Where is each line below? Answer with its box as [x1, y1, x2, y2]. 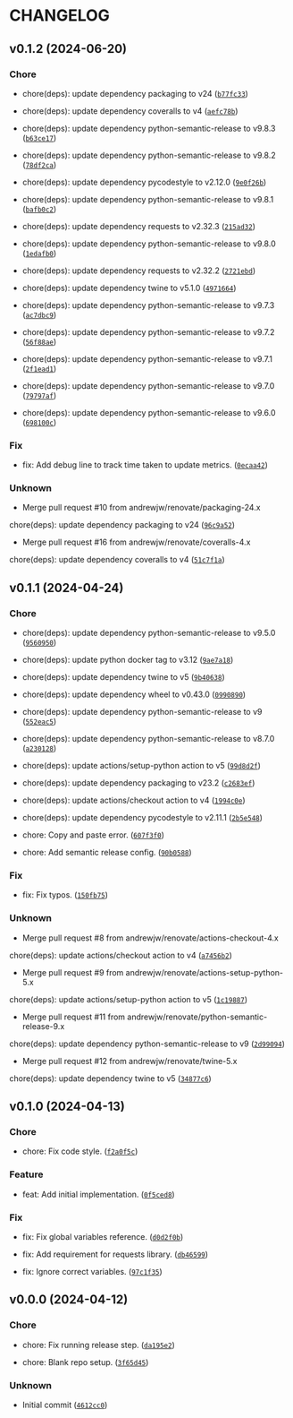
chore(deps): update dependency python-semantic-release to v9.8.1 [21, 193, 274, 204]
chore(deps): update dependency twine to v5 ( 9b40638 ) [21, 672, 225, 683]
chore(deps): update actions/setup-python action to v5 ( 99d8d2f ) [21, 761, 262, 771]
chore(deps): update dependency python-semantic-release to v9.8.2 [21, 150, 277, 160]
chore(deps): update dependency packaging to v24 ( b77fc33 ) [21, 88, 248, 99]
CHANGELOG [9, 5, 110, 26]
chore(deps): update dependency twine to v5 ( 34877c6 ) [9, 1072, 212, 1084]
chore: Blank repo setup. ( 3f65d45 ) [21, 1356, 149, 1367]
